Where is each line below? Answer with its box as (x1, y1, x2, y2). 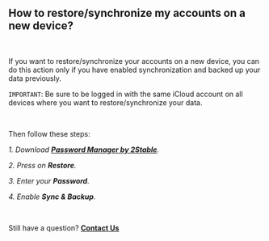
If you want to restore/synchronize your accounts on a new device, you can (8, 56, 260, 66)
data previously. (8, 73, 62, 83)
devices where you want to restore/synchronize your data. (8, 97, 203, 108)
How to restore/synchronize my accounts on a (8, 6, 246, 20)
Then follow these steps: (8, 129, 90, 138)
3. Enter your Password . (8, 175, 90, 185)
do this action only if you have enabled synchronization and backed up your (8, 65, 261, 74)
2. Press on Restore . (8, 160, 77, 170)
